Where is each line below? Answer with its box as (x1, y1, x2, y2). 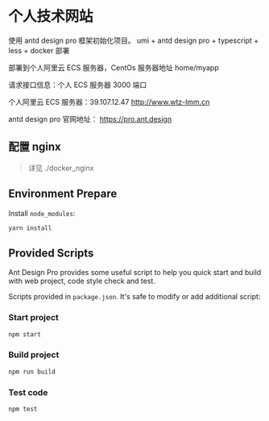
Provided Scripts (8, 246, 94, 260)
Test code (8, 386, 48, 398)
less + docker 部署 (8, 45, 70, 55)
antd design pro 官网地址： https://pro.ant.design (8, 114, 172, 123)
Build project (8, 349, 60, 361)
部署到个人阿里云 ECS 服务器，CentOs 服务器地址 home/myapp (8, 62, 219, 73)
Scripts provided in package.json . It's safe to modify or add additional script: (8, 292, 261, 302)
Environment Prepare (8, 187, 118, 201)
